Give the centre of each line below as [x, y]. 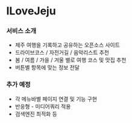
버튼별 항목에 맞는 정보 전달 [47, 68]
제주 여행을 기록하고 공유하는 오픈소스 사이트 [68, 45]
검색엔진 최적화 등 [36, 114]
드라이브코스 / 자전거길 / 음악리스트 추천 [62, 53]
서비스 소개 [21, 31]
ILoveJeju [31, 11]
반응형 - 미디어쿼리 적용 [43, 106]
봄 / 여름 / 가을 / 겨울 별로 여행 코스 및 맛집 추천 [71, 60]
